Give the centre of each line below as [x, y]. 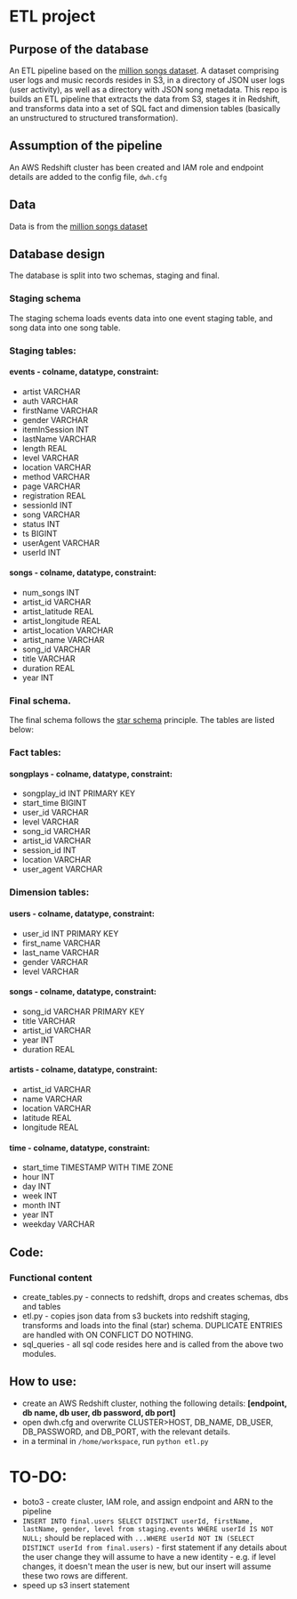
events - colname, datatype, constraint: [84, 372]
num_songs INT [51, 593]
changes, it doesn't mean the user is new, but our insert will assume [147, 1566]
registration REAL [54, 495]
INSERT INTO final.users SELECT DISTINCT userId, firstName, [138, 1521]
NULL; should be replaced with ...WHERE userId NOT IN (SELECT [138, 1538]
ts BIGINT [40, 533]
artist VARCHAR [51, 391]
